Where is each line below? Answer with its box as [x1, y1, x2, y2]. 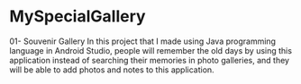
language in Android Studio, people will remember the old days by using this [9, 45, 293, 55]
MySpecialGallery [9, 6, 146, 27]
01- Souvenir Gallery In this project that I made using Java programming [9, 36, 277, 46]
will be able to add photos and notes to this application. [9, 64, 214, 75]
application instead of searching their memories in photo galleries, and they [9, 55, 290, 65]
